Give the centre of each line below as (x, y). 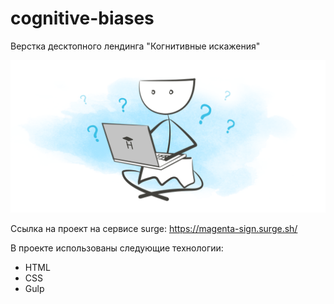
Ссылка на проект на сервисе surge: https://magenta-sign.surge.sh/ (154, 229)
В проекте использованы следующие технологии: (117, 248)
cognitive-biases (82, 18)
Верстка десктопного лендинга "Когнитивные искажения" (135, 46)
